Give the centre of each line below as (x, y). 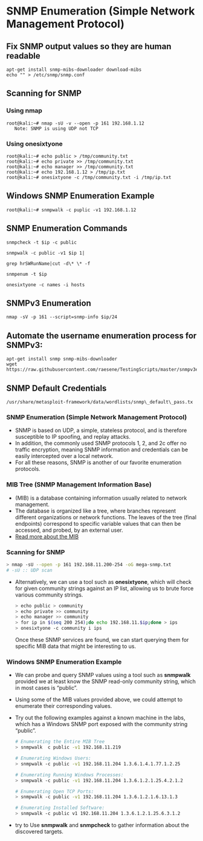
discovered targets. (39, 832)
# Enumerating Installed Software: (60, 808)
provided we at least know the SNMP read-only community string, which (105, 681)
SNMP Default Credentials (56, 388)
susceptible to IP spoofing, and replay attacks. (73, 437)
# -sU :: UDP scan (29, 570)
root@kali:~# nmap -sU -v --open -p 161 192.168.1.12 (76, 123)
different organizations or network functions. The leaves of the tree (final (106, 517)
